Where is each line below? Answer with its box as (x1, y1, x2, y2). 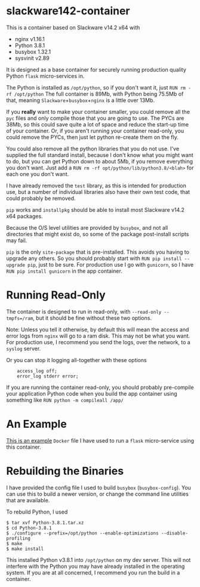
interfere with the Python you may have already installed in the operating (6, 563, 185, 570)
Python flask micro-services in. (6, 72, 85, 79)
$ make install (6, 546, 44, 552)
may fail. (6, 237, 27, 244)
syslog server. (6, 345, 41, 352)
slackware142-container (6, 4, 130, 18)
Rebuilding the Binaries (6, 464, 124, 478)
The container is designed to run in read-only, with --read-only (6, 308, 162, 315)
